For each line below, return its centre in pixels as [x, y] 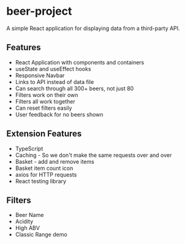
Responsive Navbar [40, 75]
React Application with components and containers [80, 62]
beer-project [39, 11]
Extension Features [44, 134]
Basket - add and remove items [55, 161]
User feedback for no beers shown [59, 114]
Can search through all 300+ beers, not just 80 [74, 88]
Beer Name [29, 215]
